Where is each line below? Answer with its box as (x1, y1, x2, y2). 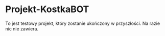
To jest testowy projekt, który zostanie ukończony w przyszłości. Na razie (5, 20, 160, 26)
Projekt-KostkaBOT (5, 4, 89, 15)
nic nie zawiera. (5, 25, 39, 31)
